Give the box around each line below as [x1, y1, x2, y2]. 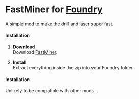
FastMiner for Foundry [5, 4, 103, 15]
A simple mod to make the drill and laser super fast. [5, 21, 114, 27]
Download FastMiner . [12, 49, 58, 55]
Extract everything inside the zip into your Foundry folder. [12, 65, 134, 71]
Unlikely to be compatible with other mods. [5, 88, 96, 94]
